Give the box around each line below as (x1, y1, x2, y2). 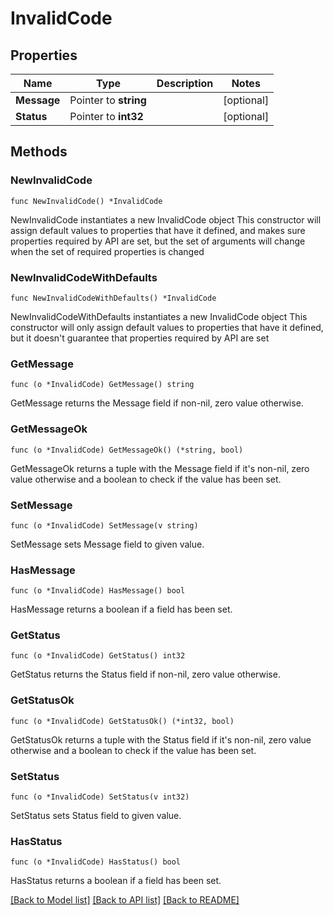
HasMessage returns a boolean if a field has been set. (10, 603, 233, 616)
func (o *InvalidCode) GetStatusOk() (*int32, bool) (10, 716, 235, 726)
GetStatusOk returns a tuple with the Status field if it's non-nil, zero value (10, 733, 312, 746)
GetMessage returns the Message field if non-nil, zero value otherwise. (10, 397, 304, 409)
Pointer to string (69, 93, 147, 107)
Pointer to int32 (69, 110, 144, 123)
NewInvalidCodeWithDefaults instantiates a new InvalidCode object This (10, 310, 308, 322)
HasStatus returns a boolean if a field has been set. (10, 875, 222, 887)
